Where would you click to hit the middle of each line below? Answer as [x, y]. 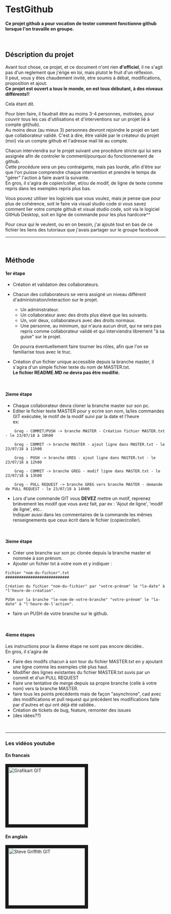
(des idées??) [27, 715]
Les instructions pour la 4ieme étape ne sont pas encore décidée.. [75, 646]
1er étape [15, 273]
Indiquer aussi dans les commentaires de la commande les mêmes [82, 514]
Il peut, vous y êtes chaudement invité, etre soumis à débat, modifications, [83, 78]
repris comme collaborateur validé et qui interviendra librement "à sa [92, 331]
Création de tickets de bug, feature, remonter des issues [72, 710]
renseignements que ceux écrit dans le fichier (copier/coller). [77, 520]
